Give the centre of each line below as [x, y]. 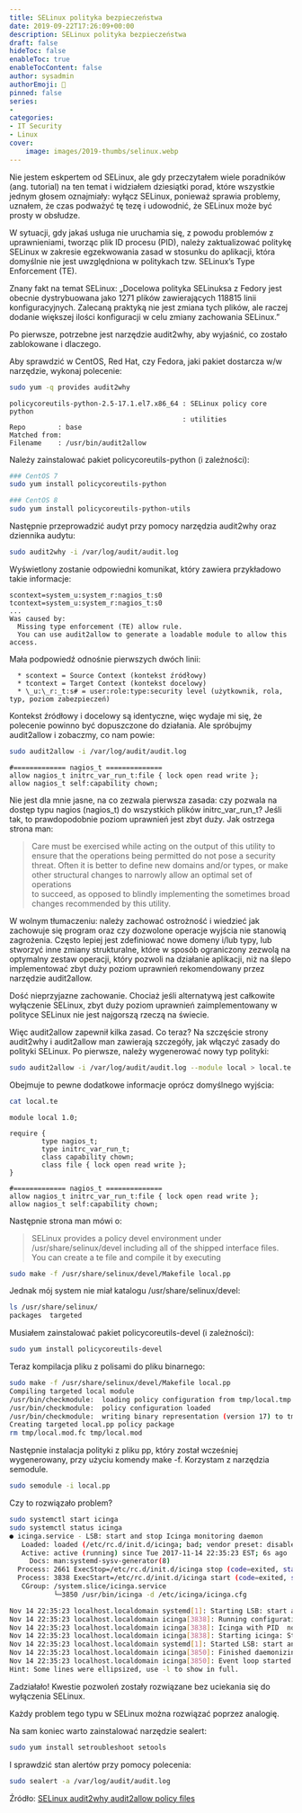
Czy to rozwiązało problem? [61, 1503]
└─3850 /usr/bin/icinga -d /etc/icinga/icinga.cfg [150, 1595]
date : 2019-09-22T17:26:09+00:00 [72, 26]
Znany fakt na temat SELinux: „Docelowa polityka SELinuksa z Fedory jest [146, 288]
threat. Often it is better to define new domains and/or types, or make [160, 865]
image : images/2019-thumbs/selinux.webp [102, 151]
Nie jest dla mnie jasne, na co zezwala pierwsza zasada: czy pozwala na [143, 800]
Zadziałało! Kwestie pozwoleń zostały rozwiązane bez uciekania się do [140, 1686]
